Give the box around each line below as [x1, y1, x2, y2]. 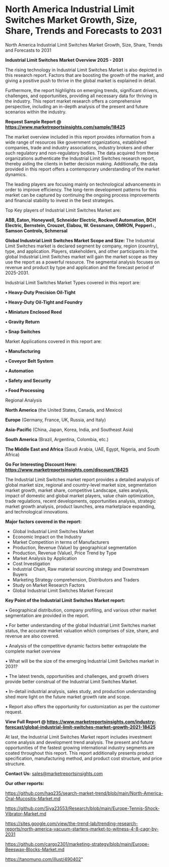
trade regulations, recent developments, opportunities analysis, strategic [5, 498, 156, 504]
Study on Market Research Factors [12, 582, 85, 588]
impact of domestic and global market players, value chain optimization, [5, 492, 155, 499]
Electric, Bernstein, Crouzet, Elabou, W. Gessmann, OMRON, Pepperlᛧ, [5, 222, 156, 228]
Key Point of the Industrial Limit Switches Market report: [5, 597, 126, 603]
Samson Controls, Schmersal [5, 228, 68, 234]
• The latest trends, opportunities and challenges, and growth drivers [5, 673, 149, 679]
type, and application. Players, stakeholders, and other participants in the [5, 248, 157, 254]
